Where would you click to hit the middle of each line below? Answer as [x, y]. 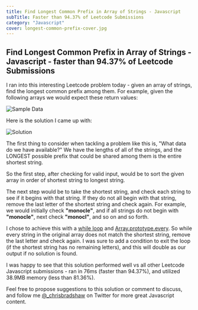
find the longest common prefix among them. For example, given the [90, 91]
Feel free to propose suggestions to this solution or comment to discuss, [94, 289]
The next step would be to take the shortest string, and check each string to [98, 192]
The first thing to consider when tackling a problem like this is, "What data [96, 143]
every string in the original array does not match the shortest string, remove [98, 235]
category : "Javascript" [35, 23]
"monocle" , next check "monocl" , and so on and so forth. [77, 217]
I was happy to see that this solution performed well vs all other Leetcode [95, 265]
